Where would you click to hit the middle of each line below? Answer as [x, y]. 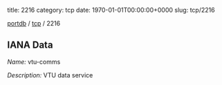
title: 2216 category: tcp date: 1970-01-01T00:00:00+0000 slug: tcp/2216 [111, 10]
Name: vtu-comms [34, 62]
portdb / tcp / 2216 [34, 23]
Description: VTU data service [50, 75]
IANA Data [30, 45]
